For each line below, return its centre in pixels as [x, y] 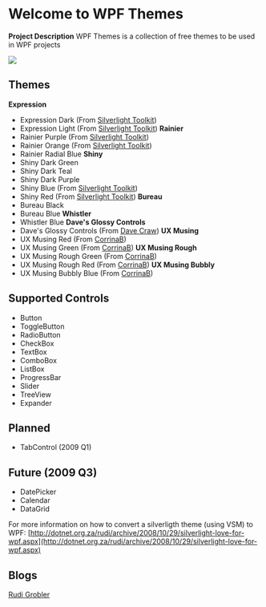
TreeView [36, 395]
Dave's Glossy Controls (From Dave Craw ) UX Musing [109, 230]
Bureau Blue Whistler [56, 213]
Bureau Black [42, 204]
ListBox [32, 369]
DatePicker [38, 492]
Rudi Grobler [29, 595]
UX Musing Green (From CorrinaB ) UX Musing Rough [109, 247]
